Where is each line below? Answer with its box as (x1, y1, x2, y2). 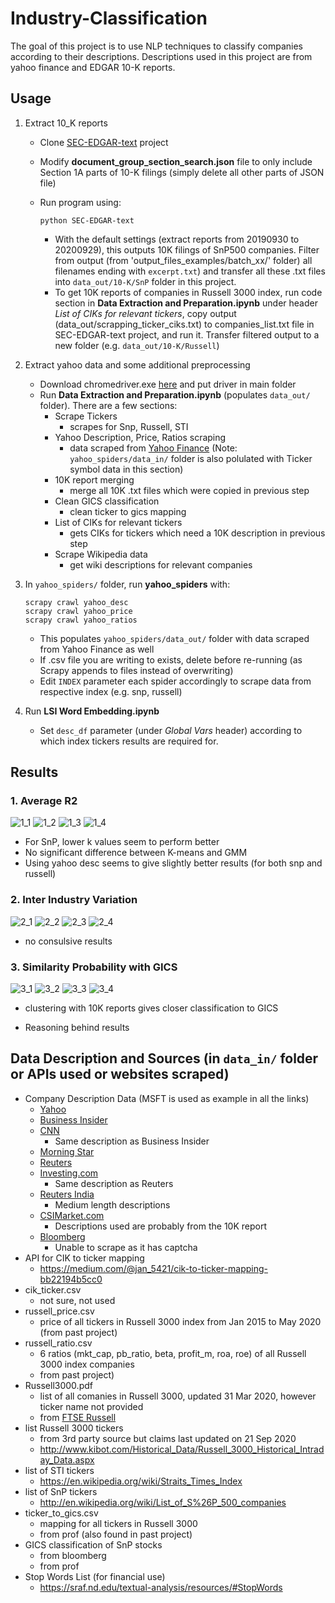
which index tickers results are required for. (39, 735, 219, 747)
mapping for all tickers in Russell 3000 (39, 1517, 198, 1529)
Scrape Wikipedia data (54, 548, 148, 560)
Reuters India (39, 1188, 95, 1200)
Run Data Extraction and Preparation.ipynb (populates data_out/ (39, 388, 311, 401)
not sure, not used (39, 1294, 116, 1306)
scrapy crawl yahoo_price (24, 606, 133, 616)
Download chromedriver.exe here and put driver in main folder (39, 378, 297, 390)
